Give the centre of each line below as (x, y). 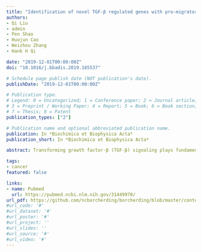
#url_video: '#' (26, 239)
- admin (16, 29)
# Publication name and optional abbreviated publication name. (88, 128)
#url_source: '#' (28, 234)
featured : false (26, 172)
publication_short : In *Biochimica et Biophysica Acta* (78, 139)
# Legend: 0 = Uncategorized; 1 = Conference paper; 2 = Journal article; (102, 101)
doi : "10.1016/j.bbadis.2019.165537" (54, 68)
